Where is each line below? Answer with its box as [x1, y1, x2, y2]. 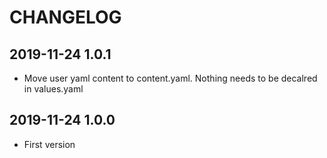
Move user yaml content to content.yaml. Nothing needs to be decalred [23, 72, 318, 84]
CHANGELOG [9, 6, 122, 29]
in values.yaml [23, 83, 84, 95]
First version [23, 138, 76, 150]
